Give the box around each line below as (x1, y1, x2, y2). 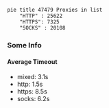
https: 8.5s (16, 87, 48, 96)
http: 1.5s (16, 80, 43, 89)
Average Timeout (7, 57, 58, 65)
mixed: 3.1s (16, 73, 49, 81)
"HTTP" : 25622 (19, 12, 63, 19)
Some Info (7, 40, 43, 50)
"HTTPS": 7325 (19, 19, 60, 25)
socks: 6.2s (16, 95, 50, 103)
